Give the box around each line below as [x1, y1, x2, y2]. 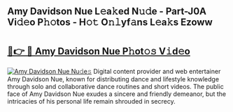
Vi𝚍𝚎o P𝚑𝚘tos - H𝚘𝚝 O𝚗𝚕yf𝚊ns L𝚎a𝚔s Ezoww [7, 17, 213, 29]
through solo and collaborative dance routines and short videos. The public [7, 83, 224, 90]
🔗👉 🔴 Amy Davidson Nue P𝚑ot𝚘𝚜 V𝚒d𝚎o [7, 45, 190, 57]
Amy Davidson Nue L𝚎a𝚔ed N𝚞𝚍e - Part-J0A [7, 6, 206, 17]
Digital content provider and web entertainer [93, 67, 221, 75]
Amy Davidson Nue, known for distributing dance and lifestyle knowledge [7, 75, 219, 83]
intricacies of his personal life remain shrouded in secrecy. [7, 97, 176, 105]
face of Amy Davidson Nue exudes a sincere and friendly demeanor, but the [7, 90, 226, 98]
